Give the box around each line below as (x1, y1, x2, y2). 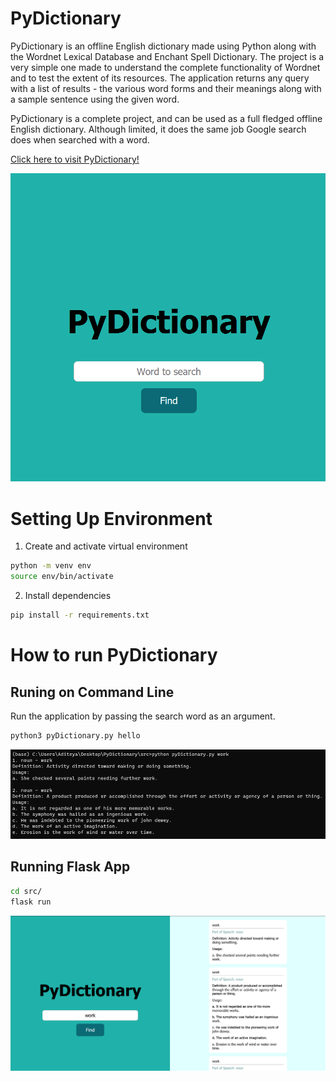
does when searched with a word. (10, 133, 150, 146)
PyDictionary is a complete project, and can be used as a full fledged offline (10, 112, 323, 124)
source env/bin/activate (10, 572, 114, 582)
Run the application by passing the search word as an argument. (10, 710, 276, 722)
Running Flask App (10, 858, 131, 876)
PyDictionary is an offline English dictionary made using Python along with (10, 40, 317, 52)
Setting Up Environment (10, 507, 213, 530)
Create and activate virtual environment (24, 540, 188, 552)
